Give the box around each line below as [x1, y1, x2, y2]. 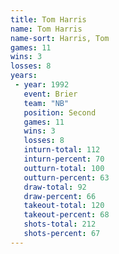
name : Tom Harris [10, 24, 83, 34]
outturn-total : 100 [23, 163, 105, 173]
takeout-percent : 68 [23, 210, 110, 220]
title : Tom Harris [10, 14, 87, 25]
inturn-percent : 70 [23, 154, 105, 164]
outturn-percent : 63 [23, 172, 110, 183]
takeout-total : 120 [23, 201, 105, 211]
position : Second [23, 107, 97, 118]
